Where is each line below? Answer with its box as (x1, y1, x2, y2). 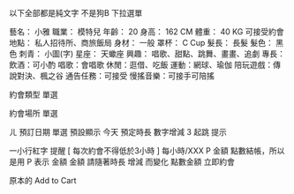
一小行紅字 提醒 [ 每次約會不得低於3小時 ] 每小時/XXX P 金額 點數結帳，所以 (9, 145, 285, 156)
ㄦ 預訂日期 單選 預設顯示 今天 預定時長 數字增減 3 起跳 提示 (9, 127, 228, 137)
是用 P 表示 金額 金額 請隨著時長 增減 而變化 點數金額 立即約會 (9, 157, 236, 167)
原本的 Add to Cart (9, 175, 77, 185)
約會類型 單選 (9, 89, 58, 100)
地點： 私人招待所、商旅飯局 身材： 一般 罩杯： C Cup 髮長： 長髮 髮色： (9, 38, 274, 48)
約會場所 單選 (9, 108, 58, 118)
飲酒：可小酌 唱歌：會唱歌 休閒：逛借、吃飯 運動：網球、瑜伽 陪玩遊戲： (9, 60, 274, 70)
